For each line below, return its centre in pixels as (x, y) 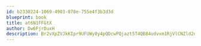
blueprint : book (26, 17)
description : (22, 34)
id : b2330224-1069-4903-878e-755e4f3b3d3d (60, 12)
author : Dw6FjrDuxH (31, 28)
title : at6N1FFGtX (29, 23)
